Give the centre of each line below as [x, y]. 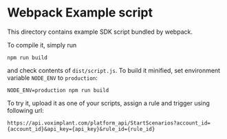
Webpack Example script [80, 13]
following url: [25, 110]
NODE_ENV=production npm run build [58, 90]
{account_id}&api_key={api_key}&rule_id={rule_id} [81, 129]
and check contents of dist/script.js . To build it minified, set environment [114, 70]
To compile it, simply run [42, 45]
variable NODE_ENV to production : [53, 78]
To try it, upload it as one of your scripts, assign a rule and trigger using [108, 103]
